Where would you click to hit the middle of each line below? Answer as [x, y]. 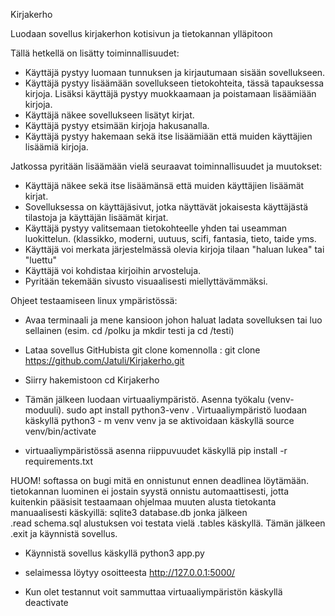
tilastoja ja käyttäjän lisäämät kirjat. [96, 217]
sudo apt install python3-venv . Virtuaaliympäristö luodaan [187, 410]
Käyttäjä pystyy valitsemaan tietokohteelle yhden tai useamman [156, 228]
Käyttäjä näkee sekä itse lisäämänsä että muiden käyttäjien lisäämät [164, 185]
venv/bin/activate [60, 431]
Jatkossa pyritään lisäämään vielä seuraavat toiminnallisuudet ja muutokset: [166, 166]
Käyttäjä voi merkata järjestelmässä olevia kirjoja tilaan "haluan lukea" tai [174, 249]
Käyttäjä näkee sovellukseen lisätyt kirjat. [109, 115]
